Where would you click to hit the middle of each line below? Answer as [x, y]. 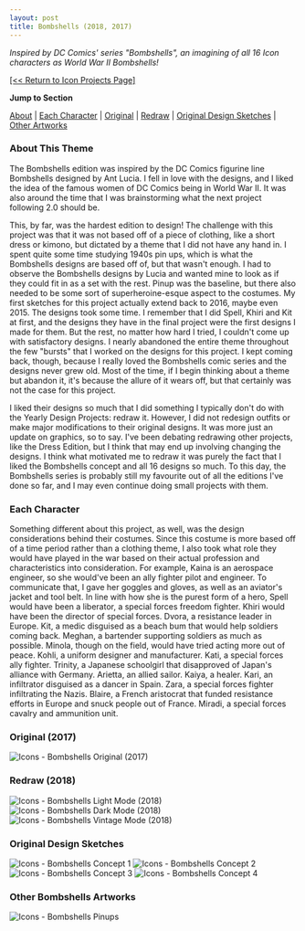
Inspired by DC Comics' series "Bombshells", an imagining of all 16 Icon [145, 52]
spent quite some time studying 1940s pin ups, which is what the [131, 254]
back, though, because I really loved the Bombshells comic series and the [148, 361]
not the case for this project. [63, 390]
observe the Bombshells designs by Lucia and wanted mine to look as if [144, 273]
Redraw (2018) [42, 780]
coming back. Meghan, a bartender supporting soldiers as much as [136, 636]
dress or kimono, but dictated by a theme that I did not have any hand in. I [148, 244]
